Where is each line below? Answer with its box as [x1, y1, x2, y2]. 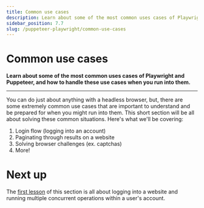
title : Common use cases [6, 9, 69, 15]
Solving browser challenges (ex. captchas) [15, 140, 123, 148]
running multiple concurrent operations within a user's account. [6, 195, 166, 202]
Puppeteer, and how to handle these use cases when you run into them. [6, 78, 191, 86]
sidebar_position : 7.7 [6, 20, 64, 26]
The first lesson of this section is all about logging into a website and [6, 188, 178, 195]
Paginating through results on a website [15, 134, 115, 141]
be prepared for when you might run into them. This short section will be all [6, 109, 195, 116]
